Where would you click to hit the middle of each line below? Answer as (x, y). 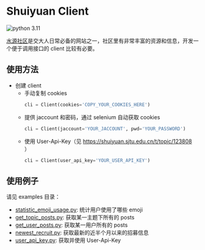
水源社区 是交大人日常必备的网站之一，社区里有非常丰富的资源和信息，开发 (100, 40)
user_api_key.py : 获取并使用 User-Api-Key (68, 240)
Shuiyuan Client (48, 11)
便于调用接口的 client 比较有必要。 (55, 48)
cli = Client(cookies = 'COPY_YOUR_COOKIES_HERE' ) (87, 105)
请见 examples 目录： (34, 197)
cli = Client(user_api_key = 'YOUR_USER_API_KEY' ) (87, 160)
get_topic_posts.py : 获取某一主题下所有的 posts (75, 218)
